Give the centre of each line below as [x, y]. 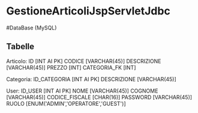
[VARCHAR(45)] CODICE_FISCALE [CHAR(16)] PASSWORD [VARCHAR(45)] [99, 97]
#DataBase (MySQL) [31, 28]
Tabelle [20, 47]
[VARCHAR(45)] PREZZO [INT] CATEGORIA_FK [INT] [71, 67]
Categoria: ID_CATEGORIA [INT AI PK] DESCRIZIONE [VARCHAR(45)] [91, 79]
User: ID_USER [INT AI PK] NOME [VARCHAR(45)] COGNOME [82, 91]
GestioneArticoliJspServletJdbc [88, 11]
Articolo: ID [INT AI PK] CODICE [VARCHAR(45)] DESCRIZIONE [84, 61]
